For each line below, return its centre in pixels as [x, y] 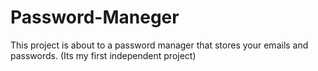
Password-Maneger [95, 17]
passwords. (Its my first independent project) [103, 55]
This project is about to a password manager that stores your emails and [159, 45]
